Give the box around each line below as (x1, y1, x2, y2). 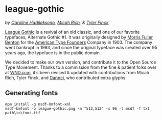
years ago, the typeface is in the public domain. (5, 50, 101, 56)
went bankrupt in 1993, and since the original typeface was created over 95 (5, 44, 158, 50)
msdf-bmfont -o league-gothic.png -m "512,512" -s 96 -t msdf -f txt (5, 106, 150, 111)
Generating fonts (5, 89, 58, 97)
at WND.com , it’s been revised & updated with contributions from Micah (5, 69, 150, 75)
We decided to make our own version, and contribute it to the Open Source (5, 59, 157, 65)
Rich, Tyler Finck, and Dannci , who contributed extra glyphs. (5, 75, 127, 80)
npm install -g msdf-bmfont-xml (5, 101, 71, 107)
